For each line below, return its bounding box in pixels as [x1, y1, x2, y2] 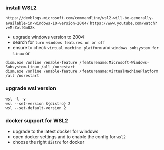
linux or [12, 50, 30, 57]
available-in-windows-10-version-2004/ [5, 21, 89, 26]
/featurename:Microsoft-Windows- [79, 60, 150, 65]
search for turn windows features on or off [12, 39, 105, 45]
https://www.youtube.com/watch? [90, 21, 157, 26]
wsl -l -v [5, 96, 26, 102]
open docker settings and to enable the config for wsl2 [12, 133, 126, 140]
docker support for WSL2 [5, 117, 69, 124]
